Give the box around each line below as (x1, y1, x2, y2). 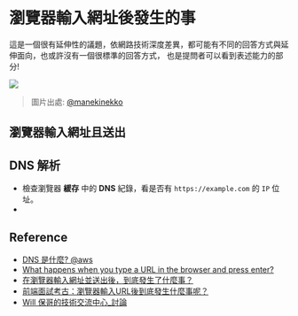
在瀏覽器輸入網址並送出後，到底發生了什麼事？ (21, 274, 193, 285)
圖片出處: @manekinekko (30, 96, 123, 107)
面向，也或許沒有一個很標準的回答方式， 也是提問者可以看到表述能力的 (16, 50, 276, 60)
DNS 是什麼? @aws (21, 254, 93, 265)
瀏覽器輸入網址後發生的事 (9, 8, 197, 28)
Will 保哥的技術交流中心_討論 (21, 297, 128, 307)
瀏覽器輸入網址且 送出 (9, 125, 126, 140)
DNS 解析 (9, 158, 60, 173)
